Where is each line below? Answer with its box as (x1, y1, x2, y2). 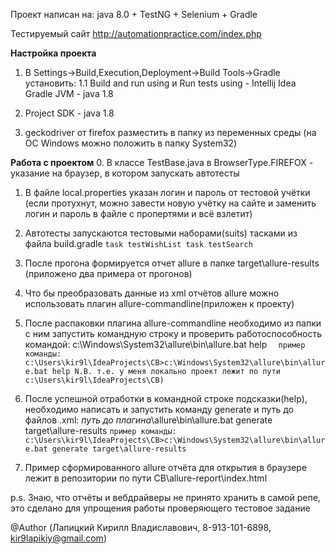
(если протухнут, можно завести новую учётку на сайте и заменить (24, 197, 317, 209)
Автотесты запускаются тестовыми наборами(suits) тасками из (24, 227, 298, 239)
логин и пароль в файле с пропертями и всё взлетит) (24, 208, 253, 219)
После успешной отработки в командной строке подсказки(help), (24, 393, 308, 404)
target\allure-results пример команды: (24, 425, 177, 436)
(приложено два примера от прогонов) (24, 268, 193, 279)
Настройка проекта (10, 47, 97, 59)
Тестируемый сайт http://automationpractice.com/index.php (10, 28, 262, 39)
